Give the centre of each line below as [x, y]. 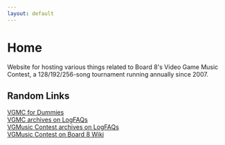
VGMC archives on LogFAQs [47, 120]
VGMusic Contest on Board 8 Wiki [56, 135]
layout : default [30, 13]
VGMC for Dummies [36, 113]
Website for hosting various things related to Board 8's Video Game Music [113, 67]
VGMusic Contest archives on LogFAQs [63, 127]
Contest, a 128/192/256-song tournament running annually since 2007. [108, 74]
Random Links [38, 96]
